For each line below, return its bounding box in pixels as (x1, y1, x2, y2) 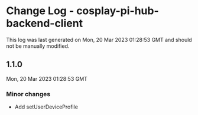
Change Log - (6, 4, 74, 18)
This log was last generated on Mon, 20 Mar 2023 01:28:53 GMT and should (6, 36, 192, 43)
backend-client (6, 17, 83, 30)
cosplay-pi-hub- (76, 4, 160, 18)
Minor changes (6, 90, 51, 98)
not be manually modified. (6, 42, 70, 50)
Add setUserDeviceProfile (14, 103, 79, 110)
